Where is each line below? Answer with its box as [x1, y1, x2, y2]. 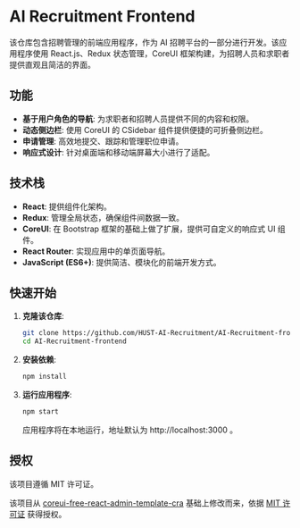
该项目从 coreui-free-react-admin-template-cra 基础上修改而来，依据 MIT [9, 498, 281, 508]
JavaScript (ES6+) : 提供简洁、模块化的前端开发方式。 [21, 256, 221, 267]
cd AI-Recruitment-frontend [21, 337, 127, 346]
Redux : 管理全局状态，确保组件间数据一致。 [21, 212, 185, 222]
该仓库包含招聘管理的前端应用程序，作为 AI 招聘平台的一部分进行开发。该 [9, 37, 279, 47]
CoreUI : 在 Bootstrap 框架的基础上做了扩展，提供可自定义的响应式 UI [21, 223, 276, 234]
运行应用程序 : [21, 390, 72, 399]
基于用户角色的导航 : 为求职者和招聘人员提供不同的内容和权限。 [21, 113, 254, 124]
